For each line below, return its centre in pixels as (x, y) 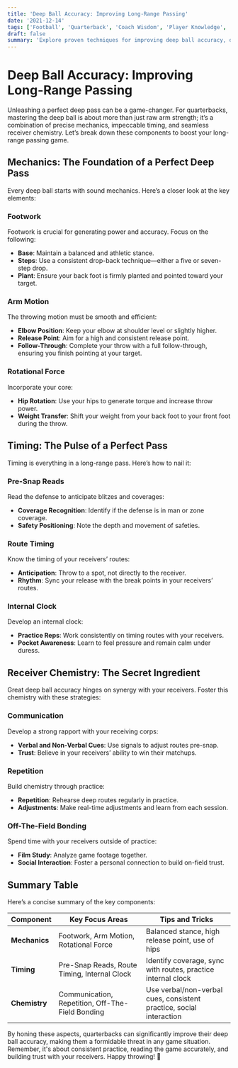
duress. (29, 651)
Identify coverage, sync (185, 960)
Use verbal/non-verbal (185, 989)
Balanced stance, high (183, 931)
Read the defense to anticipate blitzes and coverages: (86, 496)
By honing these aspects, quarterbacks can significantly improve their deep (118, 1034)
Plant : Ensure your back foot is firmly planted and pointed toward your (120, 276)
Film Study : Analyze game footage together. (82, 855)
